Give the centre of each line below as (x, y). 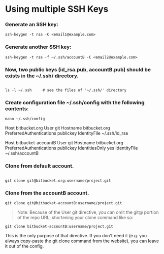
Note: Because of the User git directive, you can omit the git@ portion (88, 212)
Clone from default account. (40, 166)
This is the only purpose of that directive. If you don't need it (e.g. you (76, 235)
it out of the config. (25, 246)
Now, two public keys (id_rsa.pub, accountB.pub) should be (78, 69)
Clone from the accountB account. (47, 193)
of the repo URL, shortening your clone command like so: (75, 217)
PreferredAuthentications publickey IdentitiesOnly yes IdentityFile (72, 148)
